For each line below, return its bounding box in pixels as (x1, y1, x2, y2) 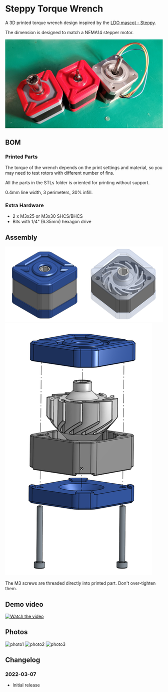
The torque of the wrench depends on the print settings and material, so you (5, 165, 162, 171)
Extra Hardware (5, 202, 44, 209)
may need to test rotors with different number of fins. (5, 170, 114, 176)
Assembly (5, 233, 37, 241)
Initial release (12, 682, 40, 688)
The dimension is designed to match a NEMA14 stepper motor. (5, 29, 134, 35)
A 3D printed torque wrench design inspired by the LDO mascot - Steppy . (5, 20, 156, 26)
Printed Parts (5, 153, 38, 160)
